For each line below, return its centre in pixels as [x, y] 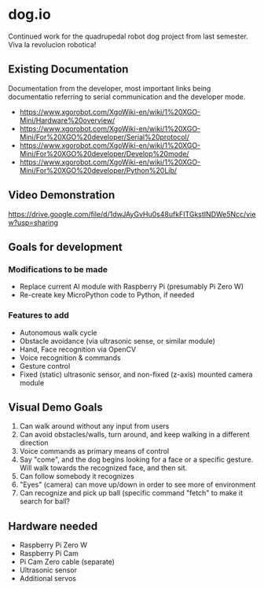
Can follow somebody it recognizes [77, 477]
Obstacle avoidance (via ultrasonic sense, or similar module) [117, 341]
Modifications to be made [58, 269]
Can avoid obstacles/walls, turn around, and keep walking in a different [134, 435]
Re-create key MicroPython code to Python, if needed [107, 295]
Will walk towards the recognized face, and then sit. [103, 468]
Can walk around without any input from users [94, 426]
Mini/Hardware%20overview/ [67, 120]
